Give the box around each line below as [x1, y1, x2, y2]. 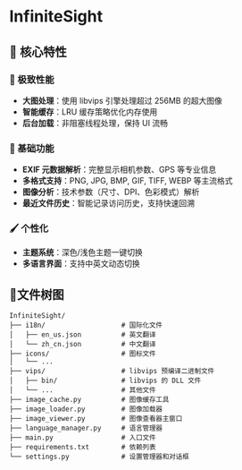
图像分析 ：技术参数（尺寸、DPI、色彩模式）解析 [21, 186, 200, 198]
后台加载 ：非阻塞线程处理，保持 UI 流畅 [21, 117, 168, 128]
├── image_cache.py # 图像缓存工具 [9, 396, 170, 405]
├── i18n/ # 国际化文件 [9, 320, 163, 330]
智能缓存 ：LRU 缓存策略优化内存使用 [21, 106, 158, 117]
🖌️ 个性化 [9, 222, 49, 235]
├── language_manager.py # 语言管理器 [9, 423, 163, 433]
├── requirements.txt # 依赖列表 [9, 443, 156, 452]
